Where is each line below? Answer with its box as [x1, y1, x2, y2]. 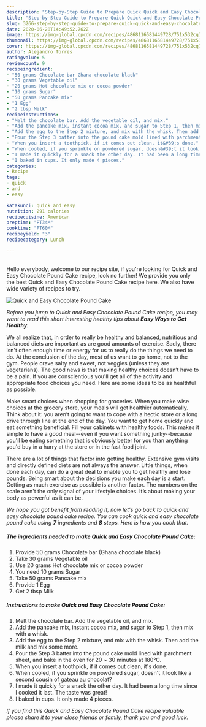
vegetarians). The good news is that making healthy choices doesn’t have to [6, 366, 199, 373]
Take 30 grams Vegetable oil [15, 555, 88, 562]
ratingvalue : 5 [6, 55, 45, 61]
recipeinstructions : [6, 112, 59, 118]
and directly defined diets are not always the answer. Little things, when [6, 461, 188, 469]
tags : [6, 174, 20, 181]
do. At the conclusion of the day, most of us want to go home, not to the [6, 353, 188, 360]
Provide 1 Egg [15, 580, 50, 588]
